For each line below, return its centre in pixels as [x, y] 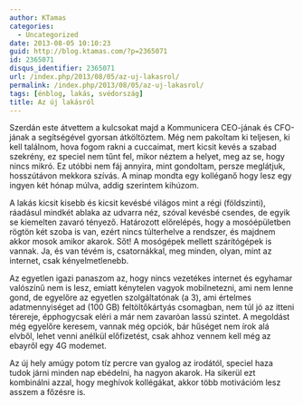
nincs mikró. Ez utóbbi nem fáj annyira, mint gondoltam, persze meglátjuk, [147, 166]
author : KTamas [38, 18]
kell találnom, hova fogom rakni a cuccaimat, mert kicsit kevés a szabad [143, 147]
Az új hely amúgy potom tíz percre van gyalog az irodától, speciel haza [142, 363]
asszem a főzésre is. [47, 392]
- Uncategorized [48, 34]
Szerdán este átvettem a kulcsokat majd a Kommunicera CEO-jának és [141, 128]
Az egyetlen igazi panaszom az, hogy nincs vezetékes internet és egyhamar [151, 278]
